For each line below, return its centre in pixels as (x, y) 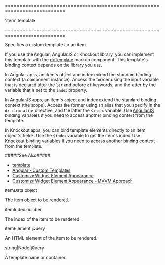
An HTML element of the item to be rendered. (51, 238)
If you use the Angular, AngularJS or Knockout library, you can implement (80, 54)
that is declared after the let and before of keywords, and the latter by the (81, 85)
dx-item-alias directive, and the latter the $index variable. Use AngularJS (80, 110)
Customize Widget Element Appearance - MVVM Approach (72, 181)
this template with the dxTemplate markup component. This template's (77, 59)
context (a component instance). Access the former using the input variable (82, 80)
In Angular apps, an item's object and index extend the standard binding (78, 74)
